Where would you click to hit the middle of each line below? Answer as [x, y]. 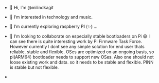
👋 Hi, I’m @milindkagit [31, 8]
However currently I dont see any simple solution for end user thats [77, 47]
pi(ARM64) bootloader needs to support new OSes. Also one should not [82, 57]
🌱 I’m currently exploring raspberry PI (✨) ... [53, 26]
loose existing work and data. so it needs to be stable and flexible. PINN [82, 62]
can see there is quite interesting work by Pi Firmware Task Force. [76, 41]
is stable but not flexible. [34, 67]
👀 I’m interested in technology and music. [51, 17]
